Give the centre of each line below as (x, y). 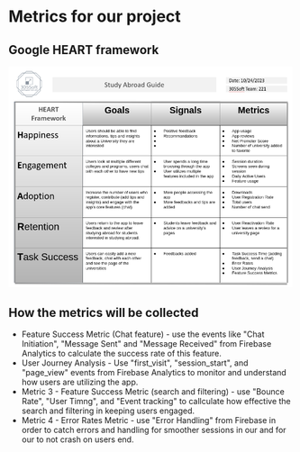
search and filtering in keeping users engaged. (108, 411)
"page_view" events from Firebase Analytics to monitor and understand (154, 373)
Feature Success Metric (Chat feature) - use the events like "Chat (143, 334)
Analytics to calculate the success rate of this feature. (121, 354)
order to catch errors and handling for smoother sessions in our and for (154, 430)
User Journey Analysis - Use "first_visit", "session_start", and (135, 363)
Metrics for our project (95, 17)
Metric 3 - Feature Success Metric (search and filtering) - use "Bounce (153, 392)
